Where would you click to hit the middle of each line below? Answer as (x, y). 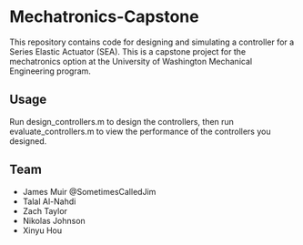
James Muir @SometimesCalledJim (89, 191)
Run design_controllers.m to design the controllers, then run (122, 121)
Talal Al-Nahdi (49, 201)
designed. (28, 141)
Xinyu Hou (42, 230)
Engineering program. (50, 71)
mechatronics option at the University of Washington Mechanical (131, 61)
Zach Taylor (45, 210)
